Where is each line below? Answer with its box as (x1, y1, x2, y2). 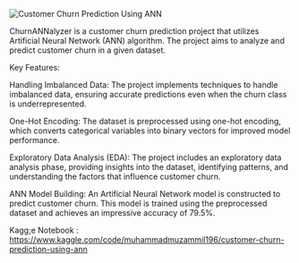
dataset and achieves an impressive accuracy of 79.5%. (9, 208, 216, 218)
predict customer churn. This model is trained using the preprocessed (9, 198, 268, 208)
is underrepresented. (9, 98, 87, 109)
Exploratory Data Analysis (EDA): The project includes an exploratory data (9, 152, 282, 163)
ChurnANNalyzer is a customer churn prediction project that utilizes (9, 26, 260, 36)
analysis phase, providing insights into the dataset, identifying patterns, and (9, 162, 289, 172)
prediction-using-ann (9, 244, 88, 254)
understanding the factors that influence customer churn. (9, 171, 221, 182)
